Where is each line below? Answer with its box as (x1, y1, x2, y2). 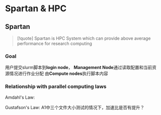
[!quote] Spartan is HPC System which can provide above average (17, 35, 151, 41)
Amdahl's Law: (5, 94, 35, 100)
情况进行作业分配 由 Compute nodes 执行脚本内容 (9, 70, 109, 76)
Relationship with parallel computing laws (5, 83, 107, 90)
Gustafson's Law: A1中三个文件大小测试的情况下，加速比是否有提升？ (5, 104, 145, 110)
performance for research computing (17, 41, 92, 46)
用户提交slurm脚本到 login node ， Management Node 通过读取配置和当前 (5, 65, 153, 70)
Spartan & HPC (5, 3, 67, 14)
